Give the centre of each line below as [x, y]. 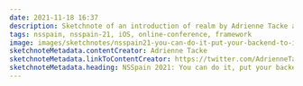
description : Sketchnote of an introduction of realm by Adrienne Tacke [149, 26]
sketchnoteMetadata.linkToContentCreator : [90, 59]
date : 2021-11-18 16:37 [54, 17]
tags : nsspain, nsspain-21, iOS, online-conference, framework [131, 34]
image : [22, 43]
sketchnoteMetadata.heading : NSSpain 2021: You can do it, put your [141, 68]
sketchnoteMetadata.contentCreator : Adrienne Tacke [108, 51]
